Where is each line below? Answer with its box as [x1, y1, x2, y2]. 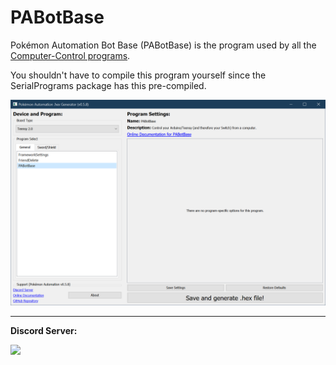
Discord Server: [10, 324, 78, 336]
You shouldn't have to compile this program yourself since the [10, 69, 267, 81]
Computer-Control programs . [10, 49, 131, 61]
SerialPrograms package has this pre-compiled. [10, 79, 207, 91]
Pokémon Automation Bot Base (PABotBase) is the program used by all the [10, 39, 317, 51]
